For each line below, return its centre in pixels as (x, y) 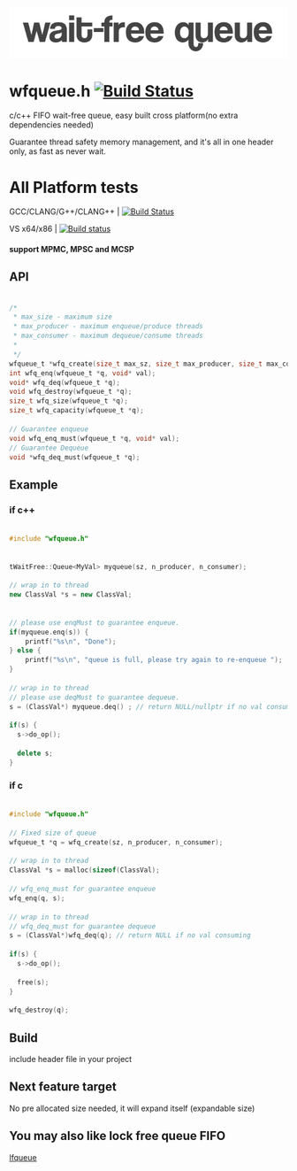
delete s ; (35, 754)
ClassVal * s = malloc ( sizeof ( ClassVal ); (85, 870)
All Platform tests (74, 187)
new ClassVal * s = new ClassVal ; (71, 595)
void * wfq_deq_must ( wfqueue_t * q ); (75, 457)
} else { (25, 651)
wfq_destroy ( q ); (39, 1010)
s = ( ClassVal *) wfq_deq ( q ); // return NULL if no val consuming (130, 936)
